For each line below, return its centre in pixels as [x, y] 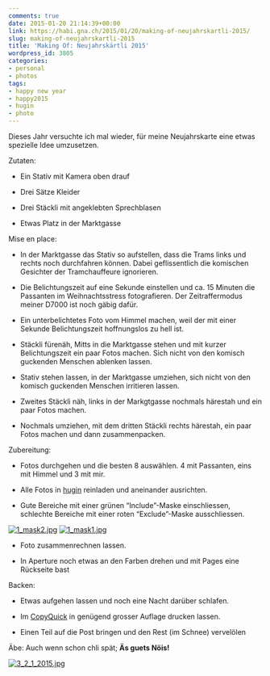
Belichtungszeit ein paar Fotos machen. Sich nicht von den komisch [132, 353]
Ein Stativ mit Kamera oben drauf [75, 176]
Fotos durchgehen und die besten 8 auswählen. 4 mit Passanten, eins [136, 466]
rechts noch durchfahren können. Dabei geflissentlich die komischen [134, 263]
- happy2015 [28, 99]
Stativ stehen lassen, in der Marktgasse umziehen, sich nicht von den [135, 377]
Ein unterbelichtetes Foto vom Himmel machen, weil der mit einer [128, 320]
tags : [17, 83]
